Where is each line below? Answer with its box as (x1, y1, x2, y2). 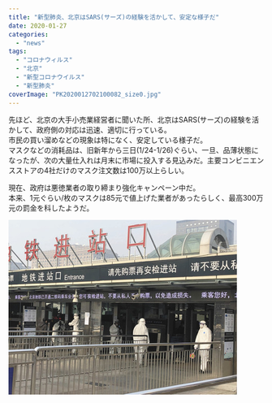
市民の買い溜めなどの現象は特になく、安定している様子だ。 (8, 135, 208, 145)
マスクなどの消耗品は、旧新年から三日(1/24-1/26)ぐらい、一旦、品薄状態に (8, 145, 259, 154)
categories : (8, 30, 49, 38)
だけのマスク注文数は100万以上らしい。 (55, 165, 189, 175)
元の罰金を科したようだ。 (8, 203, 94, 213)
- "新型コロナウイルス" (15, 73, 85, 81)
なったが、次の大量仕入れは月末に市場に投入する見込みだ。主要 (8, 155, 222, 165)
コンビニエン (221, 155, 265, 165)
